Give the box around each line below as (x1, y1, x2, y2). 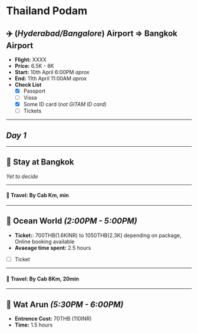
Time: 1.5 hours (14, 321, 53, 328)
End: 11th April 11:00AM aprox (14, 75, 87, 82)
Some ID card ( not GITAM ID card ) (23, 101, 107, 108)
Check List (14, 81, 42, 88)
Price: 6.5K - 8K (14, 62, 54, 69)
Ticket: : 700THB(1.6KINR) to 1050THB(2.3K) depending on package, (14, 232, 181, 239)
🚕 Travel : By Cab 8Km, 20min (6, 275, 80, 282)
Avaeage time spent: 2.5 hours (14, 244, 91, 251)
